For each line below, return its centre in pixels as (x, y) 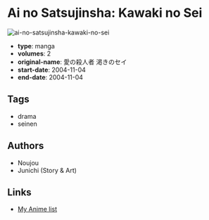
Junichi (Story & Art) (47, 170)
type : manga (36, 46)
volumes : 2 (34, 53)
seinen (27, 124)
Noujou (28, 162)
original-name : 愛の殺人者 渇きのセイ (72, 62)
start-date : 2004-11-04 (52, 70)
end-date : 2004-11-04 (50, 77)
